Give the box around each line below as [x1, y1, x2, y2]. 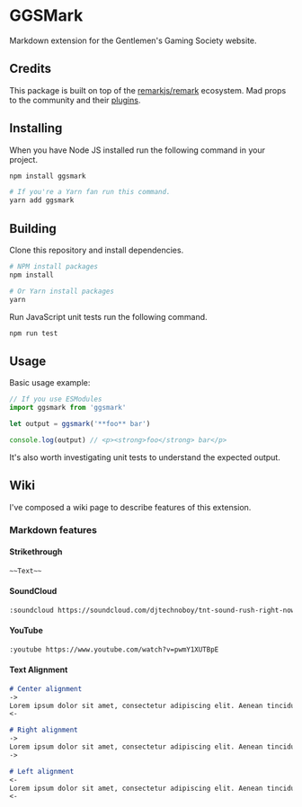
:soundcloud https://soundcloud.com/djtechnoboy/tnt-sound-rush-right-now [9, 606, 296, 615]
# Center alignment [9, 684, 83, 693]
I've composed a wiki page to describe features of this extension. [9, 501, 252, 512]
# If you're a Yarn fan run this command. [9, 188, 171, 197]
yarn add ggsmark [9, 196, 75, 205]
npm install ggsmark [9, 172, 87, 181]
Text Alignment [9, 664, 68, 675]
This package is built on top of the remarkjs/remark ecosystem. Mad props [9, 84, 287, 95]
